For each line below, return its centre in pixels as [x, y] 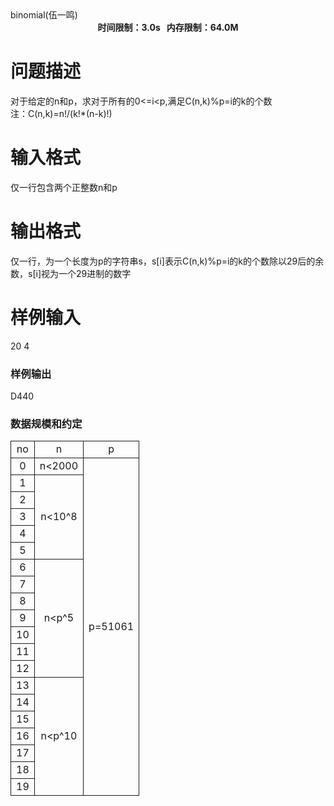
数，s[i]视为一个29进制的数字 [71, 273]
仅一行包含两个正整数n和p [64, 187]
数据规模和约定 [46, 424]
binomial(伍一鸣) [44, 15]
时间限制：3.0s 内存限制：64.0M [168, 27]
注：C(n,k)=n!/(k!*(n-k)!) [61, 113]
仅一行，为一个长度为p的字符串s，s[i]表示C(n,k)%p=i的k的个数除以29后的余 [167, 261]
